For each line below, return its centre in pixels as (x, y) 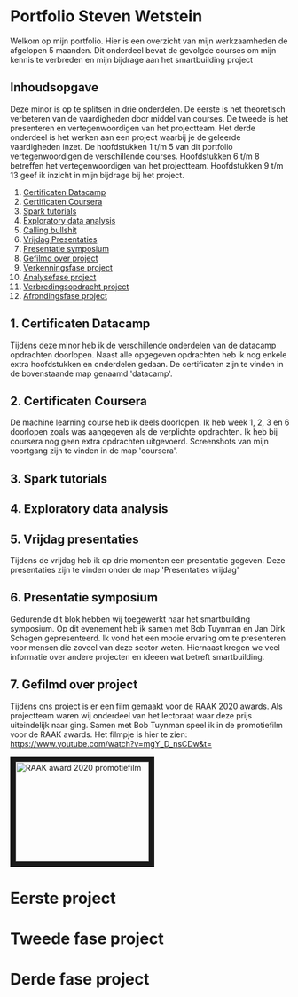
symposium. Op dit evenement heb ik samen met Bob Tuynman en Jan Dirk (148, 628)
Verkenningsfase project (68, 267)
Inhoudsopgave (54, 87)
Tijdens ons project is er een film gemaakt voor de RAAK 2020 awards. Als (146, 706)
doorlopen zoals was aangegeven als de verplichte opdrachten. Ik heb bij (144, 432)
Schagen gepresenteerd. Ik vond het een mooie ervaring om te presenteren (148, 638)
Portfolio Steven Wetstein (106, 16)
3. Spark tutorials (59, 479)
